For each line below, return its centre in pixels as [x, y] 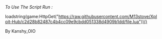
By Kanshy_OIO [20, 31]
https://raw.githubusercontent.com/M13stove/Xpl [108, 16]
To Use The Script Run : [29, 7]
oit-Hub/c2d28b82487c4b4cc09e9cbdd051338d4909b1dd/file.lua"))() [76, 22]
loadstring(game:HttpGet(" [32, 16]
